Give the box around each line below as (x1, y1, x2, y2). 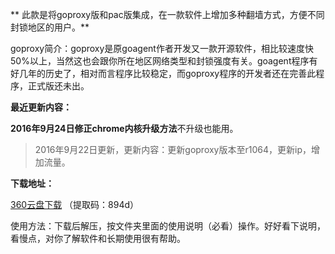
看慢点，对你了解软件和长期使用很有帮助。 (10, 233, 186, 244)
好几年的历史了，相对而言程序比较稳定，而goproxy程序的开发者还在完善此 (10, 68, 317, 79)
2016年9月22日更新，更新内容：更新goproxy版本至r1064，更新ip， (34, 144, 312, 155)
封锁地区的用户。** (10, 21, 90, 33)
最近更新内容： (10, 101, 72, 113)
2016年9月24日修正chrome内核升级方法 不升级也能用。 (10, 123, 239, 134)
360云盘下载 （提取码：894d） (10, 199, 140, 210)
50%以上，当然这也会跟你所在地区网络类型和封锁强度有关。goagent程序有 (10, 55, 318, 67)
